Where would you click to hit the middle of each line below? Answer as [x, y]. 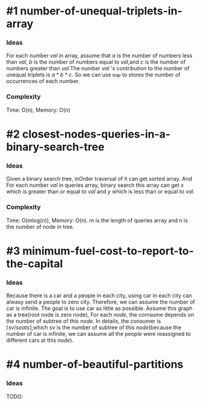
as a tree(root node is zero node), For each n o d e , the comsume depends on [100, 315]
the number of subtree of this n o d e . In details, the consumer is [84, 321]
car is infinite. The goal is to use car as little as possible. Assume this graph [99, 308]
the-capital [35, 263]
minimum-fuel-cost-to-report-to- [108, 251]
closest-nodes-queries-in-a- [96, 134]
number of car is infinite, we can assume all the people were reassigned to [99, 334]
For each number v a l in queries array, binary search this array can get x [95, 185]
